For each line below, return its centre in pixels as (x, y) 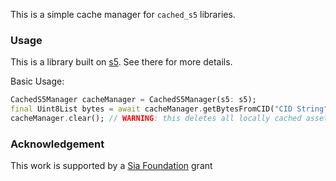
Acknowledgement (57, 144)
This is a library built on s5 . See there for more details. (121, 62)
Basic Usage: (37, 81)
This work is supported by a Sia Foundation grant (111, 166)
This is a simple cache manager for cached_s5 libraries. (123, 14)
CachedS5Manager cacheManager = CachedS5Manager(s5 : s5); (133, 100)
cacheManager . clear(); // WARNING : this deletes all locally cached (156, 119)
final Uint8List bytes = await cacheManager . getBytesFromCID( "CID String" (169, 109)
